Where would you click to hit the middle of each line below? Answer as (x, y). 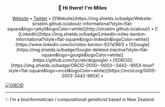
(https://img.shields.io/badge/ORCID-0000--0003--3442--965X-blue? (82, 65)
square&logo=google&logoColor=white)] (82, 55)
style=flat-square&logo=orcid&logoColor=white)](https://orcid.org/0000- (82, 71)
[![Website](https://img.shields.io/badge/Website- (103, 19)
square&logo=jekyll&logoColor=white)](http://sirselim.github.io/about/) (79, 29)
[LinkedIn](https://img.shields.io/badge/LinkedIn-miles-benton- (82, 34)
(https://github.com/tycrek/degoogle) (70, 60)
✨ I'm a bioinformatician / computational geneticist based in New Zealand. (80, 100)
